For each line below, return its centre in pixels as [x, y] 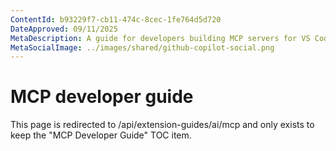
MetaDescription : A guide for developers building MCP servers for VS [160, 38]
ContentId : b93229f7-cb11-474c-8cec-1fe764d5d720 [116, 19]
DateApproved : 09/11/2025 [64, 29]
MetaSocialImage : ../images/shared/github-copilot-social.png [142, 47]
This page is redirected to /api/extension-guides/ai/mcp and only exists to [162, 125]
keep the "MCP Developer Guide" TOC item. [101, 135]
